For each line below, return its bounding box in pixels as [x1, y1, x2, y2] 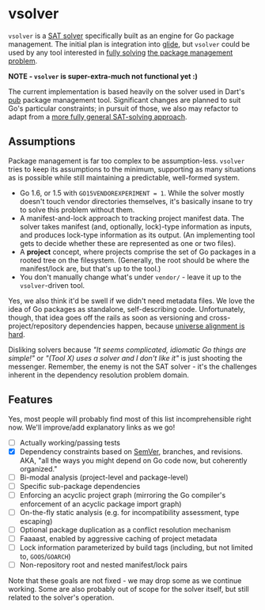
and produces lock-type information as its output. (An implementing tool [19, 230, 256, 240]
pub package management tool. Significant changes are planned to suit [8, 95, 241, 104]
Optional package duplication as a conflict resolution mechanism [19, 525, 231, 534]
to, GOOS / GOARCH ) [19, 551, 71, 562]
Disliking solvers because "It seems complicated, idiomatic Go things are [8, 345, 247, 354]
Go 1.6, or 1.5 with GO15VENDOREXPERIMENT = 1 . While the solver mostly [19, 188, 245, 198]
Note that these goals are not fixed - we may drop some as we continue [8, 576, 242, 585]
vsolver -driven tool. [19, 280, 85, 290]
